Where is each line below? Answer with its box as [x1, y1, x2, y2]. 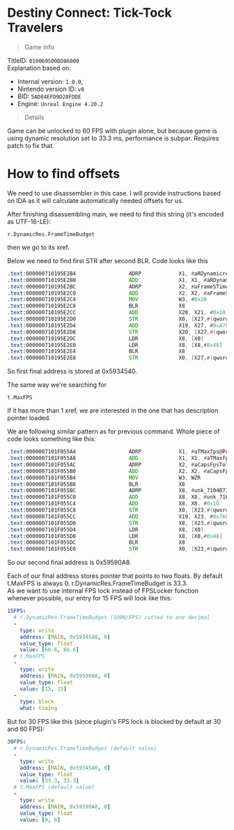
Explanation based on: [7, 64, 71, 72]
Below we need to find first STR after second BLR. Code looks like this [7, 256, 208, 265]
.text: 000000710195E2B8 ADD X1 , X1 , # [7, 276, 208, 283]
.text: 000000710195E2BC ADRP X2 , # [7, 283, 195, 290]
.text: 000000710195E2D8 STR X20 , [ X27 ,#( [7, 328, 217, 336]
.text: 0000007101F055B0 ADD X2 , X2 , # [7, 468, 208, 475]
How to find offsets [7, 166, 120, 182]
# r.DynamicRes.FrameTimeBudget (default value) [13, 745, 157, 752]
